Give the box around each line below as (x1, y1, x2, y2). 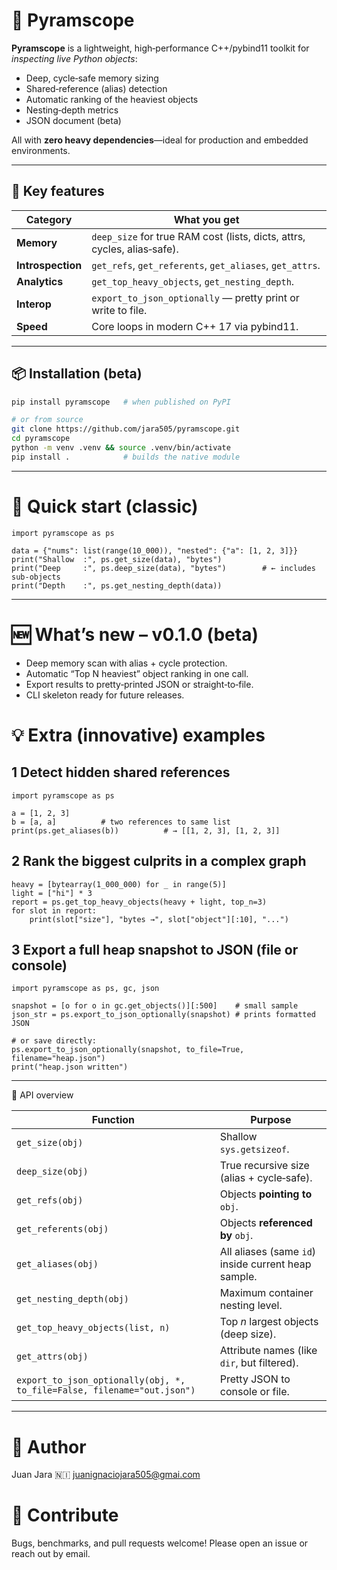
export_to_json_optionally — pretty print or (91, 290, 300, 304)
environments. (11, 144, 71, 156)
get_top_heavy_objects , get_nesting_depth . (91, 274, 295, 288)
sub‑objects (11, 572, 61, 582)
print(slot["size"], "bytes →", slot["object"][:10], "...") (29, 914, 289, 924)
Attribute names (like (219, 1344, 318, 1358)
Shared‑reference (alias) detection (25, 82, 168, 94)
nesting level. (219, 1299, 283, 1313)
